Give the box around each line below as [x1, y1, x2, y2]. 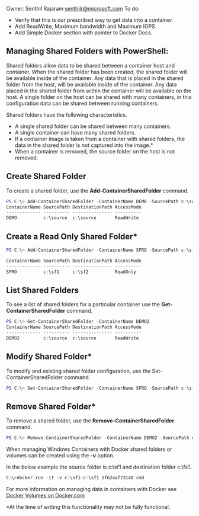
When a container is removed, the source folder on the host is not [14, 148, 175, 155]
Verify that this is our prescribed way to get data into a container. [14, 17, 174, 23]
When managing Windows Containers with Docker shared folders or [6, 446, 172, 453]
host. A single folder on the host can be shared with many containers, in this [6, 93, 192, 100]
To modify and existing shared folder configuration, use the [6, 367, 151, 374]
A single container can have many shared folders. [14, 129, 136, 136]
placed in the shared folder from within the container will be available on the [6, 87, 191, 94]
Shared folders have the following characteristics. [6, 111, 127, 118]
